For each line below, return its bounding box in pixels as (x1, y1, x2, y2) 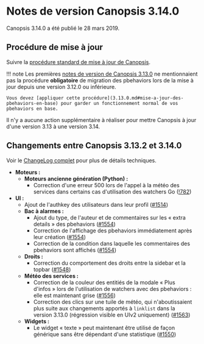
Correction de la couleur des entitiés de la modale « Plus (33, 279, 175, 286)
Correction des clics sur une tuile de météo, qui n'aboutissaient (33, 298, 192, 306)
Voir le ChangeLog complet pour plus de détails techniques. (6, 157, 157, 164)
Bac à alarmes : (24, 207, 64, 215)
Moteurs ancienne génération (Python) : (24, 175, 128, 182)
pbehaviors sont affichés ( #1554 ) (33, 246, 117, 254)
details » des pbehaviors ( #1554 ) (33, 220, 116, 228)
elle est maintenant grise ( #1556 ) (33, 292, 116, 299)
